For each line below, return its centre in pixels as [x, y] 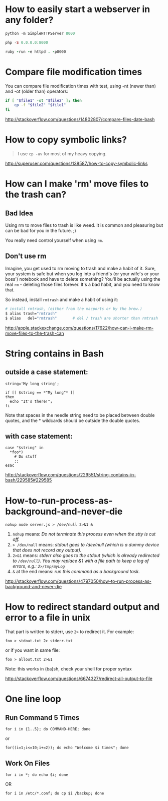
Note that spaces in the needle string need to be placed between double [80, 415]
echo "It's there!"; [31, 401]
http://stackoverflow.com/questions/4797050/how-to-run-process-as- [78, 581]
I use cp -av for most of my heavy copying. [62, 154]
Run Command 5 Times [42, 718]
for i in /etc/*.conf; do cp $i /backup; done [55, 793]
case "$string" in [24, 448]
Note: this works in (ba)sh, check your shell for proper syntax [68, 669]
